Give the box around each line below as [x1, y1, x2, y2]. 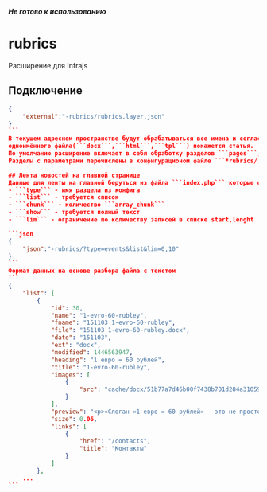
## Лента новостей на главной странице [8, 171, 141, 179]
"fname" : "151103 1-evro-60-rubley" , [50, 318, 176, 327]
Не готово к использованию [8, 7, 106, 16]
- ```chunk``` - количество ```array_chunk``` [8, 201, 165, 209]
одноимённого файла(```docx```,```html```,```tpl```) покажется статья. [8, 143, 254, 150]
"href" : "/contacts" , [79, 437, 151, 445]
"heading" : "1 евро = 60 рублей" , [50, 356, 165, 364]
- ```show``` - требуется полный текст [8, 209, 141, 217]
